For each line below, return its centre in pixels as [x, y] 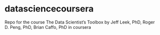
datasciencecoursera [49, 9]
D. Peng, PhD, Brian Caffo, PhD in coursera [48, 27]
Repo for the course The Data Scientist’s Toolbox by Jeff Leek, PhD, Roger [80, 22]
